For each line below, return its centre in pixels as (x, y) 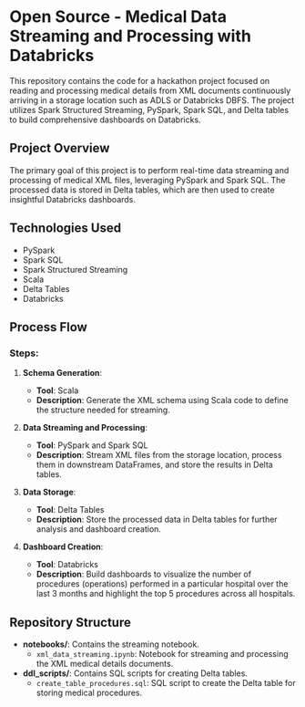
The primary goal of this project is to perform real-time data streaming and (149, 170)
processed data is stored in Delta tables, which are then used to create (142, 190)
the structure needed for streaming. (103, 410)
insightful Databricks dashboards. (73, 199)
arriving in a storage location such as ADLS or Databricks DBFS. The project (152, 100)
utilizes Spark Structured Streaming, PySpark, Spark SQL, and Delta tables (149, 109)
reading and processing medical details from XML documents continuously (150, 90)
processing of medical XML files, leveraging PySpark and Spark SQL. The (147, 180)
